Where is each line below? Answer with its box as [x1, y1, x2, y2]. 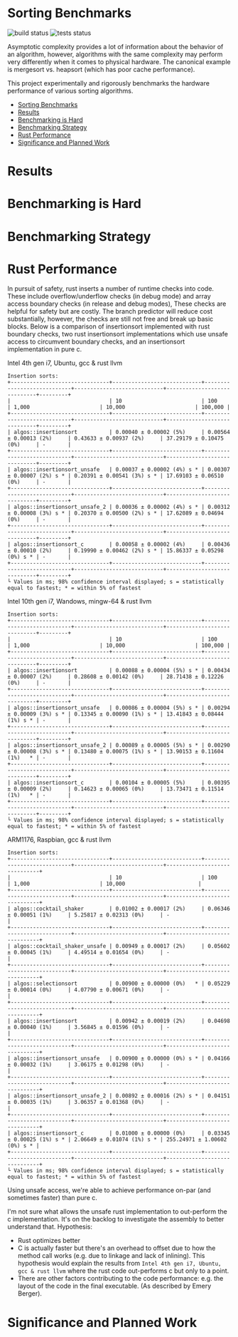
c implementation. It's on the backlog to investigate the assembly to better [7, 1215, 225, 1224]
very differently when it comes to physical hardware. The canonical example [7, 57, 231, 66]
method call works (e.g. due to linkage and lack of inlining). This [17, 1251, 205, 1260]
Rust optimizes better [17, 1237, 80, 1245]
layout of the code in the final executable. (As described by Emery [17, 1281, 212, 1291]
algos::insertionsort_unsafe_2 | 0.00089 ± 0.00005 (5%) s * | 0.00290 [13, 742, 231, 749]
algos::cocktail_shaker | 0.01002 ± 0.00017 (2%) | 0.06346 [13, 905, 231, 913]
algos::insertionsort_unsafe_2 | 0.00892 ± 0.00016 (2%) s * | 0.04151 [13, 1093, 231, 1100]
